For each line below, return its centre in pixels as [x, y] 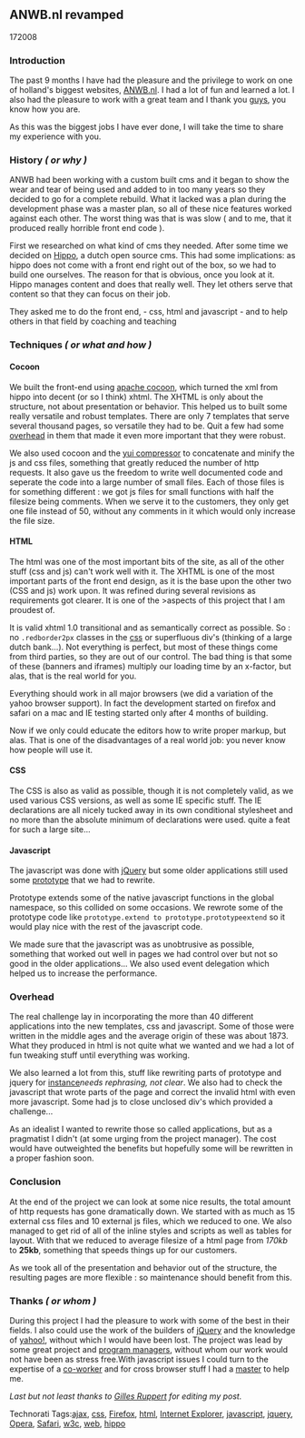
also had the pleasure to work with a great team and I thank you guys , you [148, 100]
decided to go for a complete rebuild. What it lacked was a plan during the [148, 199]
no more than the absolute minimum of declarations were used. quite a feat [150, 820]
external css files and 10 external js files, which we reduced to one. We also [151, 1221]
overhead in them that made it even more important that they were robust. [148, 435]
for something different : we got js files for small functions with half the [142, 491]
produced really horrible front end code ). [87, 228]
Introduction [37, 60]
